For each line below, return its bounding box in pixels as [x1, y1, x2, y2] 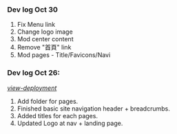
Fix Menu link [17, 21, 56, 29]
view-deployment [7, 84, 57, 92]
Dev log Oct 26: [7, 68, 61, 78]
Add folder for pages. [17, 97, 79, 105]
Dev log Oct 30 [7, 5, 59, 14]
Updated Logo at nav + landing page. [17, 119, 123, 127]
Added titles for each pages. [17, 111, 98, 120]
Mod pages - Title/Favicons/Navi [17, 51, 111, 59]
